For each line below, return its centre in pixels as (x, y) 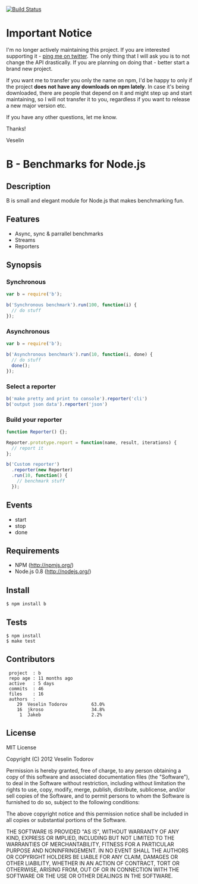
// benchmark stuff (41, 481)
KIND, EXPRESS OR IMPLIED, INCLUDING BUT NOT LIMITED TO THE (90, 838)
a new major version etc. (36, 105)
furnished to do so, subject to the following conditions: (73, 802)
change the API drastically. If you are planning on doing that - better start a (98, 62)
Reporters (27, 246)
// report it (28, 448)
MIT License (21, 747)
